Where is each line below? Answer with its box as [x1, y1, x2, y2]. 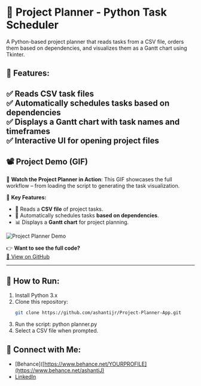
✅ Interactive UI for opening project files [6, 135, 160, 146]
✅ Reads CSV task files [6, 88, 95, 98]
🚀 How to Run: [6, 276, 60, 286]
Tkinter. [6, 50, 25, 58]
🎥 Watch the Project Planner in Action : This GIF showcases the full [6, 175, 172, 182]
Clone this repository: [14, 298, 68, 306]
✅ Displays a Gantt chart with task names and [6, 116, 180, 127]
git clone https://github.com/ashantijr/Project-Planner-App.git [14, 310, 181, 316]
